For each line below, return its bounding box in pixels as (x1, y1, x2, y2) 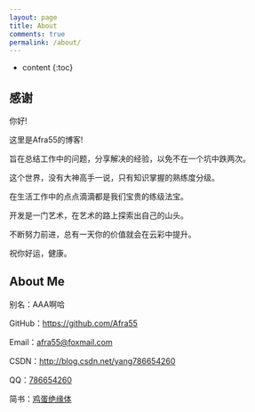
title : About (9, 21, 58, 30)
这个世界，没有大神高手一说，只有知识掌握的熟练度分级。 (9, 173, 219, 183)
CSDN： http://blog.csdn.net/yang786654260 (9, 355, 176, 366)
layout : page (9, 12, 58, 22)
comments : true (9, 29, 66, 38)
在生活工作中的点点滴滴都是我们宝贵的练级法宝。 (9, 191, 188, 202)
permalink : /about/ (9, 37, 82, 47)
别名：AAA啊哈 (9, 299, 65, 310)
